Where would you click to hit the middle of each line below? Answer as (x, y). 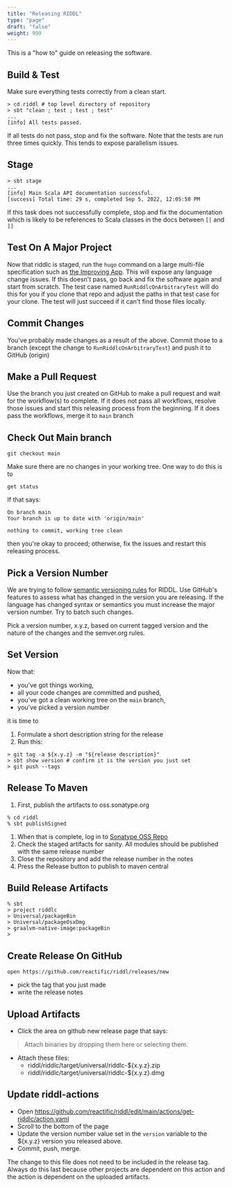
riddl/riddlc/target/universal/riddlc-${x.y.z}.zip (94, 1065)
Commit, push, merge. (49, 1148)
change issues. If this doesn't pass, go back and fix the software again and (115, 279)
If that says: (24, 500)
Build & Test (33, 75)
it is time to (23, 720)
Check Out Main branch (60, 437)
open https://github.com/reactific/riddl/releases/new (88, 972)
